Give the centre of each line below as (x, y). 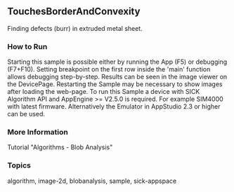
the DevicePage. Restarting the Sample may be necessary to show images (115, 84)
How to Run (27, 46)
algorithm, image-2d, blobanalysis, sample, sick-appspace (92, 181)
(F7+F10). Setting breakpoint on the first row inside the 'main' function (109, 69)
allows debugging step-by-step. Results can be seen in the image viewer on (117, 77)
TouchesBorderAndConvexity (74, 12)
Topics (19, 165)
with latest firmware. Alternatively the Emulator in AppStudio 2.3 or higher (114, 107)
